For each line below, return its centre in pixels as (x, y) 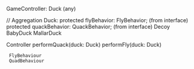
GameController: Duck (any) (41, 9)
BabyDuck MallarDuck (34, 33)
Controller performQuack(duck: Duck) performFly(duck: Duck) (84, 45)
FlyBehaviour (25, 56)
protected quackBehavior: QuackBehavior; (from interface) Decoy (88, 27)
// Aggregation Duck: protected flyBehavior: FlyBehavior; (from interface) (97, 20)
